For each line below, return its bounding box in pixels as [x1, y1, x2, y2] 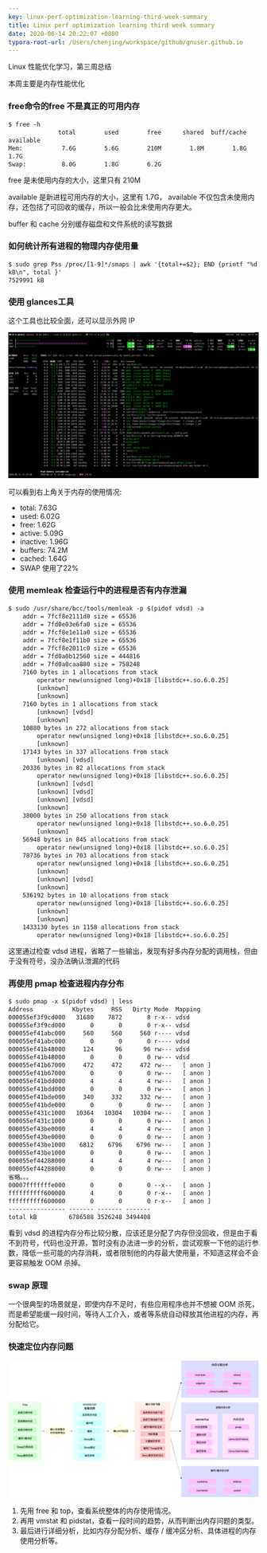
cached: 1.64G [19, 554, 68, 563]
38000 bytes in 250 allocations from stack [22, 811, 169, 820]
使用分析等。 [19, 1535, 62, 1545]
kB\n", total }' [8, 268, 62, 276]
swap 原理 [8, 1280, 48, 1291]
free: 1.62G [19, 520, 56, 529]
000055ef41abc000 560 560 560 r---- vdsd [8, 1029, 191, 1037]
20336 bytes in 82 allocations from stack [22, 763, 165, 772]
